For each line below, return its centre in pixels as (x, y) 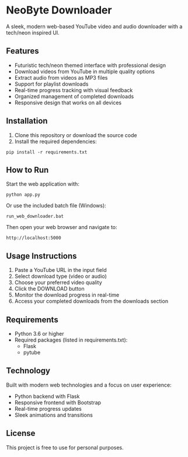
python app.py (23, 195)
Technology (28, 371)
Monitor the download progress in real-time (67, 295)
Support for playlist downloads (51, 84)
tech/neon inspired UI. (33, 32)
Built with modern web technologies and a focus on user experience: (89, 385)
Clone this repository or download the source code (76, 135)
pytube (32, 352)
